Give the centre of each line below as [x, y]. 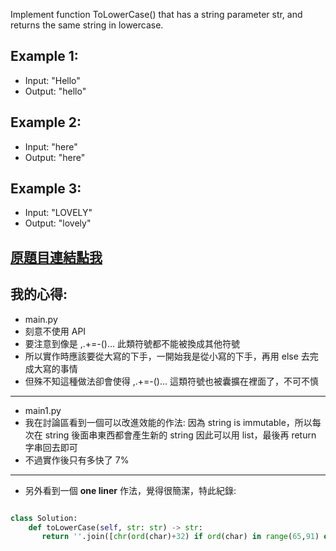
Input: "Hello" [52, 80]
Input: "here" [51, 146]
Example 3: [46, 189]
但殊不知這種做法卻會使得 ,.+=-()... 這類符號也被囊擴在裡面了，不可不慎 [172, 381]
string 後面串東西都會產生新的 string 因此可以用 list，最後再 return [180, 435]
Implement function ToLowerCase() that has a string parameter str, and [156, 14]
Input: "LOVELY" [58, 213]
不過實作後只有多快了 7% [77, 460]
